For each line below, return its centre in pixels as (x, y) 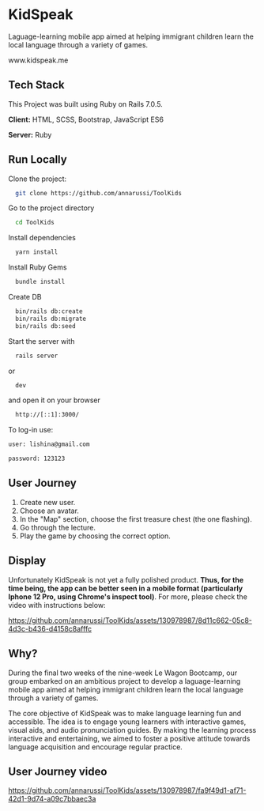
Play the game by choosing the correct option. (95, 536)
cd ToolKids (35, 223)
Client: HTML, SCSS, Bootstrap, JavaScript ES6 (86, 119)
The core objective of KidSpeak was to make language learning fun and (125, 713)
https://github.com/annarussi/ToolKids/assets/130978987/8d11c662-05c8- (130, 620)
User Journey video (58, 771)
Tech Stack (36, 85)
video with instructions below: (57, 605)
